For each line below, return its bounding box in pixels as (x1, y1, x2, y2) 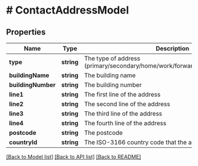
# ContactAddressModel (6, 4, 129, 17)
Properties (6, 27, 46, 37)
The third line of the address (84, 109, 163, 118)
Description (156, 45, 190, 52)
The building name (84, 71, 136, 79)
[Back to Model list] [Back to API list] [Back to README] (6, 154, 141, 160)
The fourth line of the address (84, 119, 167, 127)
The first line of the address (84, 91, 161, 98)
